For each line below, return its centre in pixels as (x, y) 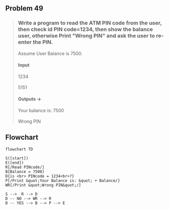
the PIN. (43, 42)
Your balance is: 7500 (41, 111)
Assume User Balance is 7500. (50, 53)
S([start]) (17, 158)
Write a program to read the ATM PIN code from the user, (90, 23)
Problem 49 (24, 8)
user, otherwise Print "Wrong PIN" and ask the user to (86, 36)
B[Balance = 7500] (25, 172)
